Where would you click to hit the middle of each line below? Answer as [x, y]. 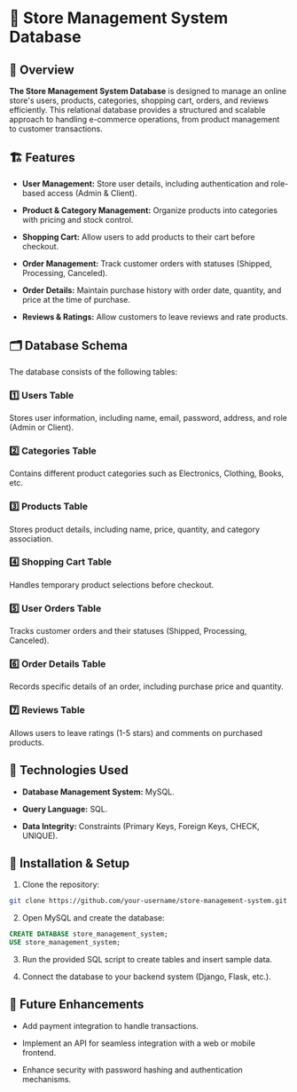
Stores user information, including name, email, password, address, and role [148, 417]
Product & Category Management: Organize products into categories [149, 210]
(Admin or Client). [41, 427]
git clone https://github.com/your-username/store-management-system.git [148, 901]
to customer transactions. [56, 129]
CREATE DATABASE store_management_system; [89, 934]
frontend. [39, 1052]
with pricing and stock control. [78, 219]
